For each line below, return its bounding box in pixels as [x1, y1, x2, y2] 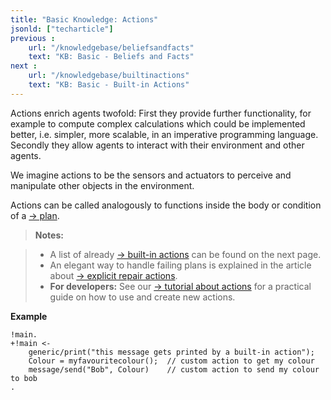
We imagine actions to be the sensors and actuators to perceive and [10, 169, 292, 181]
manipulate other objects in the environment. [10, 179, 195, 191]
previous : [10, 33, 56, 43]
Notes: [34, 229, 64, 241]
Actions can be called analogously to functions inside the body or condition [10, 199, 322, 211]
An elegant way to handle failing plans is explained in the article [49, 259, 312, 271]
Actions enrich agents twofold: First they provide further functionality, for [10, 107, 312, 119]
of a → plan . [10, 209, 60, 221]
